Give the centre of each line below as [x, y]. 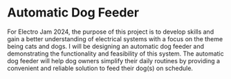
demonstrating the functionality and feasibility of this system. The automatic [115, 54]
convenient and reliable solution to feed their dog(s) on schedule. [100, 68]
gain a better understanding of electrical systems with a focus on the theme [115, 38]
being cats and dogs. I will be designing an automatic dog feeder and [106, 46]
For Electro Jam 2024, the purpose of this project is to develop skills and [111, 32]
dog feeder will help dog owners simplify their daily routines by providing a [113, 60]
